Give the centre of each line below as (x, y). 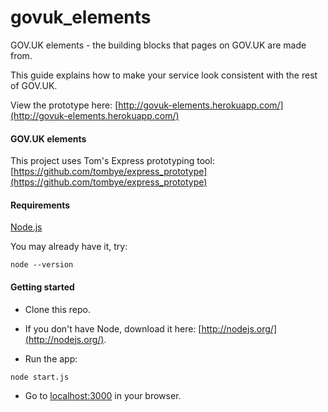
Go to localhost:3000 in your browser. (103, 395)
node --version (42, 265)
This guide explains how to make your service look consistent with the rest (164, 75)
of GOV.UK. (34, 85)
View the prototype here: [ (64, 105)
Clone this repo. (57, 309)
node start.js (40, 377)
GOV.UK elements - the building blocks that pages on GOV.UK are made (158, 45)
